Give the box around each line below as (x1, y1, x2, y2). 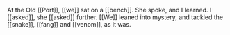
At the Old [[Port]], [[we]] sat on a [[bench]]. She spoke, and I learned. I (7, 6, 212, 14)
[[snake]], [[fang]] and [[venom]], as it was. (7, 21, 131, 28)
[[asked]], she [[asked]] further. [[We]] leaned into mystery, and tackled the (7, 13, 224, 21)
